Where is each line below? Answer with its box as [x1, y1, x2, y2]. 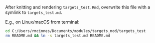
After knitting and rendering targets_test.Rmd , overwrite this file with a [5, 4, 151, 10]
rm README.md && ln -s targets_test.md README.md [5, 33, 111, 38]
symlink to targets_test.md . [5, 9, 62, 15]
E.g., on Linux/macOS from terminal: [5, 19, 80, 25]
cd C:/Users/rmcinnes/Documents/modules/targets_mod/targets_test [5, 29, 146, 34]
